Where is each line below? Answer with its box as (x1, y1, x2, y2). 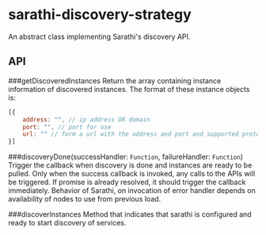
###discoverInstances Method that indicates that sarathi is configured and (8, 210, 252, 219)
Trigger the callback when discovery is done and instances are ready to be (8, 160, 253, 170)
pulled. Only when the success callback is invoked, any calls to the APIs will (8, 169, 256, 179)
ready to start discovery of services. (8, 218, 127, 228)
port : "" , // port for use (22, 123, 112, 131)
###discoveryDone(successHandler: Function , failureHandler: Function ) (8, 152, 244, 162)
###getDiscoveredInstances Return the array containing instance (8, 75, 222, 85)
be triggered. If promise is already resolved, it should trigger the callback (8, 177, 246, 187)
